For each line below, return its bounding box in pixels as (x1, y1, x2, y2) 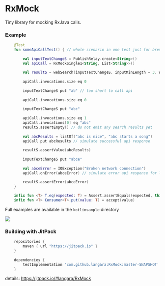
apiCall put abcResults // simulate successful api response (23, 139, 151, 143)
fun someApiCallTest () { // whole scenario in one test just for (14, 47, 151, 52)
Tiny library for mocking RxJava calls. (5, 19, 82, 25)
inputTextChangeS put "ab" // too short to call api (23, 88, 133, 93)
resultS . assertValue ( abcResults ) (23, 148, 91, 153)
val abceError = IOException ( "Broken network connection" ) (23, 166, 146, 171)
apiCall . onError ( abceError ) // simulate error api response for (23, 171, 157, 175)
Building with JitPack (5, 228, 56, 235)
